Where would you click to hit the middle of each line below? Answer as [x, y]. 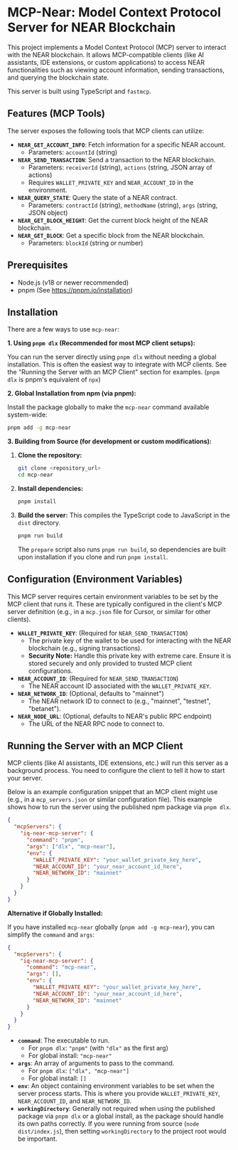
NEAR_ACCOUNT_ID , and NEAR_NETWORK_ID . [75, 1101]
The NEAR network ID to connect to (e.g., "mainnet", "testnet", [119, 701]
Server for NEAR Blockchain [92, 27]
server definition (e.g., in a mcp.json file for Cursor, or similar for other [109, 611]
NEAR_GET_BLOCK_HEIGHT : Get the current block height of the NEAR [113, 220]
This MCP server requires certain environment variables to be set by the [113, 596]
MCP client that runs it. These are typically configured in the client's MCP [115, 604]
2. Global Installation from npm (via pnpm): [72, 394]
